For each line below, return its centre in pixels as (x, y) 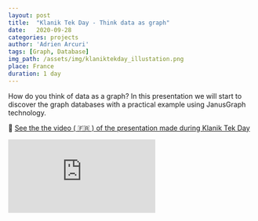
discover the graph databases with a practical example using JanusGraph (127, 104)
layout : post (29, 15)
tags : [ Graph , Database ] (49, 52)
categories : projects (44, 37)
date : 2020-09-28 (40, 30)
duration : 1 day (35, 74)
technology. (27, 112)
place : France (31, 67)
